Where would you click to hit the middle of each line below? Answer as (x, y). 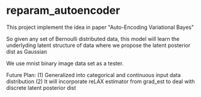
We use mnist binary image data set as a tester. (65, 63)
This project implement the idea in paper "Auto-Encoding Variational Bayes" (100, 27)
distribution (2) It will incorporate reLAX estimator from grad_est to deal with (101, 81)
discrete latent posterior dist (41, 87)
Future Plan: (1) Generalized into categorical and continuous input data (94, 75)
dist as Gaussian (26, 51)
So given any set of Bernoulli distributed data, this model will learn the (93, 39)
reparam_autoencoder (63, 11)
